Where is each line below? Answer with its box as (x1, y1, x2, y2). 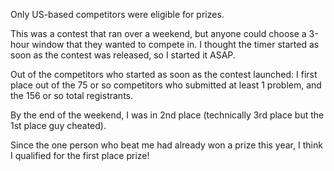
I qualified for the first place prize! (10, 150, 150, 161)
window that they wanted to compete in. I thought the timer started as (31, 39, 320, 50)
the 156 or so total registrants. (10, 90, 133, 101)
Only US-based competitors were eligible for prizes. (10, 9, 225, 20)
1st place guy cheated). (10, 120, 107, 131)
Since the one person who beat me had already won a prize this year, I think (10, 139, 323, 151)
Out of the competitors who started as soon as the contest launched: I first (10, 69, 318, 80)
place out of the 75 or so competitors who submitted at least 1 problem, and (10, 79, 322, 91)
